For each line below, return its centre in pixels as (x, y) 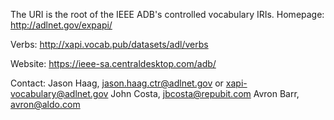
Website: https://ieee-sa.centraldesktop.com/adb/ (113, 63)
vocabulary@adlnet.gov (59, 93)
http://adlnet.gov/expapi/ (61, 25)
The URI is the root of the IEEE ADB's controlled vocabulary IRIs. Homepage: (167, 14)
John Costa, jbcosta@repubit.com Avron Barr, (205, 93)
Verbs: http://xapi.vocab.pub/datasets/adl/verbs (109, 44)
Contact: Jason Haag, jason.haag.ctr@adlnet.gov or (117, 83)
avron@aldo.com (45, 104)
